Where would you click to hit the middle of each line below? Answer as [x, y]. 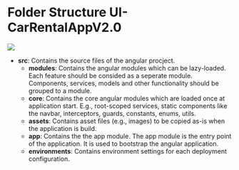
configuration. [49, 159]
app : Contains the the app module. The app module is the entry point [130, 136]
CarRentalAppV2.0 [65, 27]
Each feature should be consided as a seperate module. [110, 75]
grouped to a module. [60, 90]
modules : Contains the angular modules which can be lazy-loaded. [127, 68]
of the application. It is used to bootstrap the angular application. [123, 144]
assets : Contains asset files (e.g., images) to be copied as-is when [127, 121]
